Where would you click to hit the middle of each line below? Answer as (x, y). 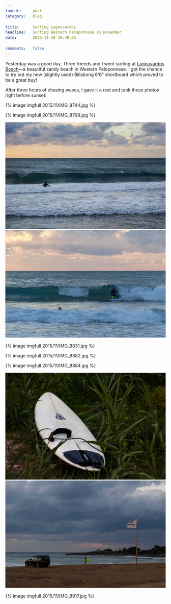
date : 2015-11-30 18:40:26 (41, 38)
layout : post (24, 11)
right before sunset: (26, 95)
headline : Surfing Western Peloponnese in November (64, 32)
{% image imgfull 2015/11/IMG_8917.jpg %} (50, 596)
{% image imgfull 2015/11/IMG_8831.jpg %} (50, 346)
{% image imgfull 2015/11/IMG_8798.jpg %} (50, 115)
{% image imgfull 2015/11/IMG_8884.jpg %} (51, 366)
